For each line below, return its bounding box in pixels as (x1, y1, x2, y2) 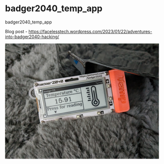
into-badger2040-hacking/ (5, 34, 60, 40)
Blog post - (5, 28, 28, 34)
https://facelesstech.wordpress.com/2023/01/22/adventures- (28, 28, 152, 34)
